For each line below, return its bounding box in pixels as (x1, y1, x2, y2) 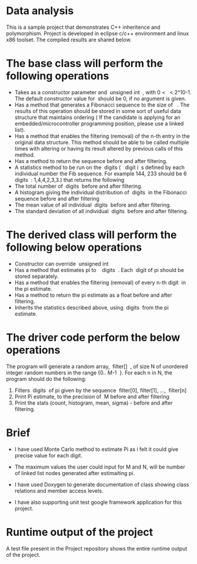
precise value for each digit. (14, 452, 83, 459)
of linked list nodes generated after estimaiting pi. (14, 469, 135, 476)
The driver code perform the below (6, 331, 181, 344)
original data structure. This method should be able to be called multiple (14, 138, 189, 145)
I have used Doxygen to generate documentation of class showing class (14, 481, 189, 488)
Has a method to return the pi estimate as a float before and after (14, 291, 172, 298)
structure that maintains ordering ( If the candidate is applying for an (14, 114, 181, 121)
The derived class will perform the (6, 228, 177, 242)
